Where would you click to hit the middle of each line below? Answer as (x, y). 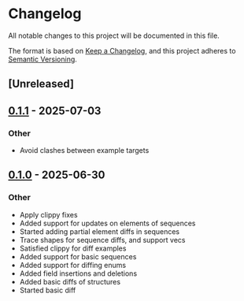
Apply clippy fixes (48, 214)
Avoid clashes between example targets (84, 150)
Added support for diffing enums (73, 265)
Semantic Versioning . (43, 59)
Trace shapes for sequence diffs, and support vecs (102, 240)
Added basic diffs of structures (70, 281)
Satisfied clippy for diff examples (73, 248)
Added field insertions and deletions (78, 273)
